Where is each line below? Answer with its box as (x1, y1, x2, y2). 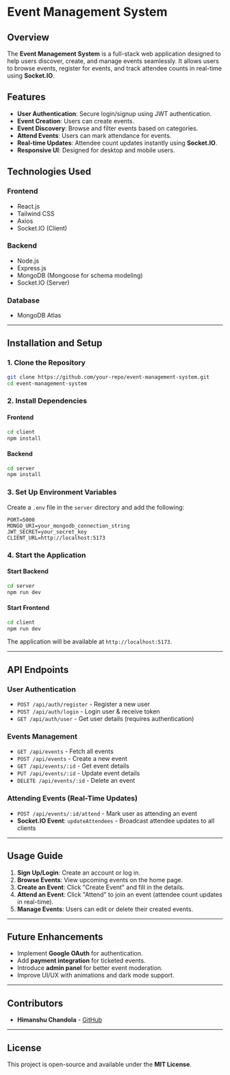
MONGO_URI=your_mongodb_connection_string (7, 522, 130, 529)
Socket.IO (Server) (16, 279, 70, 287)
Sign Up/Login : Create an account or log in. (16, 869, 140, 877)
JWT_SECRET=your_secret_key (7, 528, 88, 535)
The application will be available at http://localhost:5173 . (7, 637, 172, 646)
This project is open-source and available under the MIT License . (7, 1061, 192, 1069)
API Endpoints (7, 663, 69, 676)
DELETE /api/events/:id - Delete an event (16, 777, 136, 785)
